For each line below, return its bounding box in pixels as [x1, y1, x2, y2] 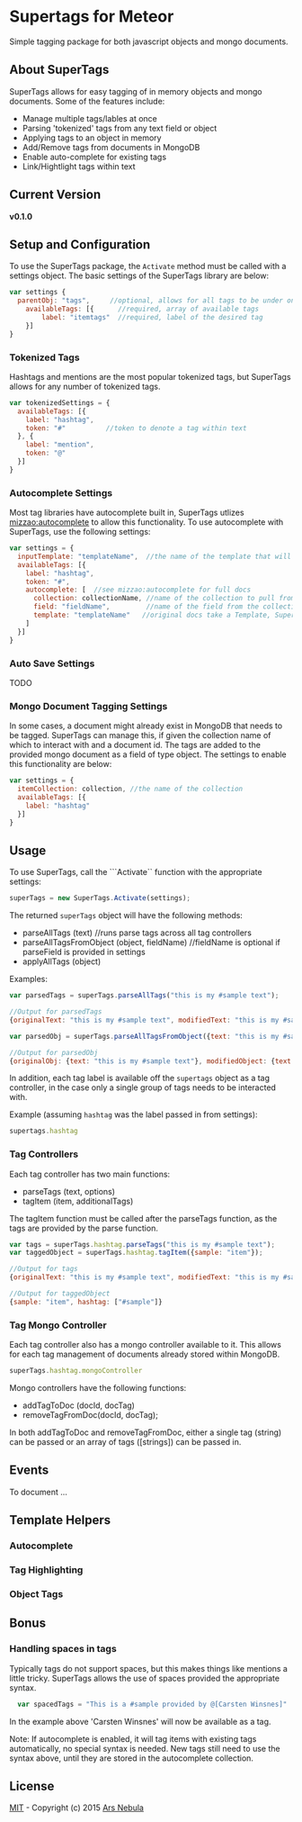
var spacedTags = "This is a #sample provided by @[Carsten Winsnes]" [17, 1700, 288, 1709]
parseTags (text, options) [22, 1186, 115, 1196]
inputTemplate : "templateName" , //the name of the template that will [17, 552, 292, 561]
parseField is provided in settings [22, 947, 146, 958]
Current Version [9, 187, 102, 203]
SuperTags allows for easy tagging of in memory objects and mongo [9, 86, 262, 96]
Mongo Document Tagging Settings [9, 699, 168, 712]
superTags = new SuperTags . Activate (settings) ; [9, 894, 191, 903]
